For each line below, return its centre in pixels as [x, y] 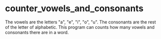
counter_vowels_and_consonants [74, 9]
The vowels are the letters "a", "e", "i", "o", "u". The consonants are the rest [80, 22]
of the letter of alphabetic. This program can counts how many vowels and [80, 27]
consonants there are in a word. [37, 32]
